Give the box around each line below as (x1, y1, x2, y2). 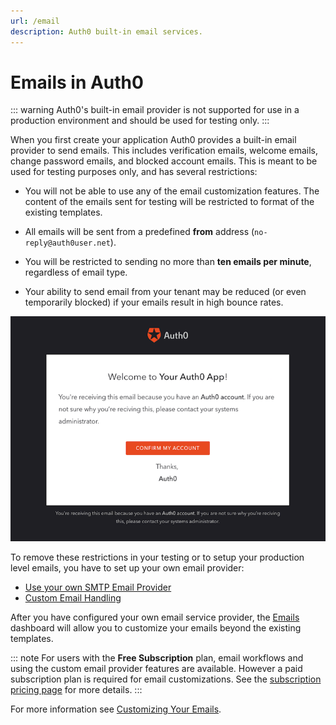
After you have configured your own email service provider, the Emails (10, 611, 300, 623)
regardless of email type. (24, 266, 128, 279)
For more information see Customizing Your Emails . (10, 703, 222, 715)
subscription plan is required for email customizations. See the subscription (10, 673, 322, 685)
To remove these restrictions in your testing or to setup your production (10, 551, 305, 563)
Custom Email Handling (24, 591, 122, 604)
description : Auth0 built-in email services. (10, 26, 203, 37)
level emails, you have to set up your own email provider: (10, 561, 245, 574)
